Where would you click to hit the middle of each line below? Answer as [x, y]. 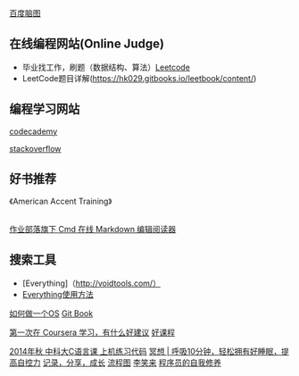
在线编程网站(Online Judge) [87, 44]
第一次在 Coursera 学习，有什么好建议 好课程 [92, 332]
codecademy [33, 131]
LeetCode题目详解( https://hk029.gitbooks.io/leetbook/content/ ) [139, 78]
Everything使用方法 [58, 294]
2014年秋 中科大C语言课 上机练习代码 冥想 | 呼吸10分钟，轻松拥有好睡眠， [145, 351]
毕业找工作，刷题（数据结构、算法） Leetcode [106, 67]
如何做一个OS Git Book [51, 313]
